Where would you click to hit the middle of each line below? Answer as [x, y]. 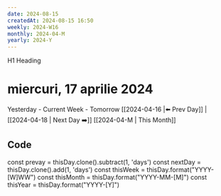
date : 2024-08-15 [33, 14]
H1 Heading [24, 60]
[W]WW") [22, 177]
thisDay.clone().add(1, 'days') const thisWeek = [76, 169]
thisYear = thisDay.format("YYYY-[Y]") [63, 185]
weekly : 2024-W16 [33, 27]
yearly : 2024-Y [30, 40]
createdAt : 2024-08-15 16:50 [50, 21]
